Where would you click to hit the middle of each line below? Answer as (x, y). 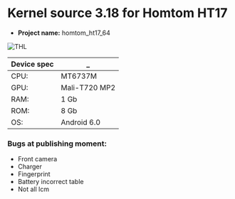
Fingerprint (34, 174)
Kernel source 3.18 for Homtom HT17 (117, 13)
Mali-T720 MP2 (88, 87)
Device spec (32, 64)
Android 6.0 (80, 122)
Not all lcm (33, 189)
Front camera (37, 159)
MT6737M (79, 76)
